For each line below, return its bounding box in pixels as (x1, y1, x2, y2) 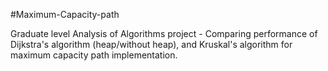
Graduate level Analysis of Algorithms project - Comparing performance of (10, 28, 318, 39)
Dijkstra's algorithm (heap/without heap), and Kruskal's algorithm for (10, 39, 293, 50)
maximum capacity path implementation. (10, 49, 178, 61)
